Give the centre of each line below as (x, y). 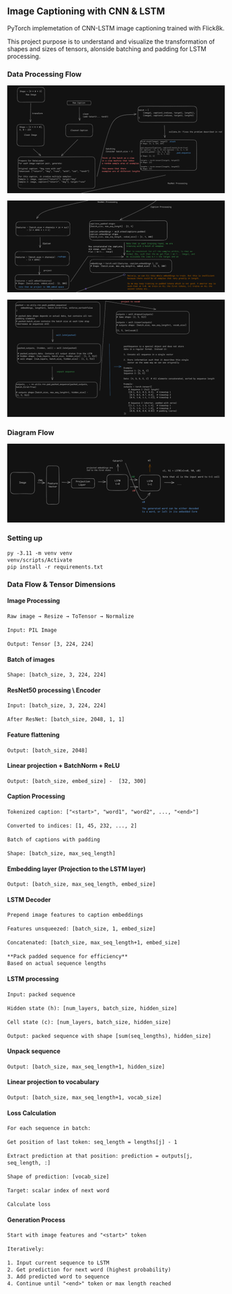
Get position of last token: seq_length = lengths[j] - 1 (92, 1142)
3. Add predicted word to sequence (58, 1277)
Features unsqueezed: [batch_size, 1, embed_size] (81, 929)
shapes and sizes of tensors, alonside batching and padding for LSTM (107, 48)
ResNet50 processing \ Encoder (54, 690)
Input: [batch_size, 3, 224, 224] (57, 706)
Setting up (25, 538)
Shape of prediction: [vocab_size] (58, 1177)
